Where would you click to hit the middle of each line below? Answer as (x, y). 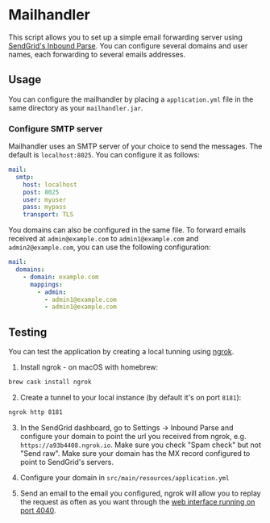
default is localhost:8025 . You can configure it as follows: (104, 155)
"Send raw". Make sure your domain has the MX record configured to (135, 453)
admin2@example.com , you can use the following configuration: (110, 247)
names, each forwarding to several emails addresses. (97, 54)
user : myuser (45, 199)
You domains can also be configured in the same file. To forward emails (127, 230)
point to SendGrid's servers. (67, 462)
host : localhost (50, 184)
